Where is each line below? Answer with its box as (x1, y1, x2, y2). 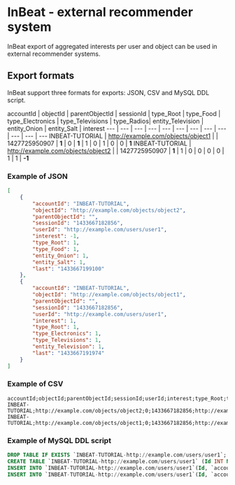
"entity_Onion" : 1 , (32, 252, 90, 259)
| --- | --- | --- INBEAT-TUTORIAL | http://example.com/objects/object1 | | (7, 131, 218, 140)
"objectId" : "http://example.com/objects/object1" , (32, 291, 187, 298)
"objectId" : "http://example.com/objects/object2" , (32, 207, 187, 214)
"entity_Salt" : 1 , (32, 259, 86, 266)
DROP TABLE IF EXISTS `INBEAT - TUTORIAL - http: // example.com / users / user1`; (7, 451, 227, 458)
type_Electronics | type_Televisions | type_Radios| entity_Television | (7, 117, 204, 125)
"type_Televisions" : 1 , (32, 337, 101, 344)
